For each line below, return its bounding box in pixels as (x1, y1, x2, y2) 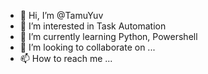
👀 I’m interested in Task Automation (19, 20, 167, 32)
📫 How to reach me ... (19, 53, 113, 64)
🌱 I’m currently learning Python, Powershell (19, 31, 198, 42)
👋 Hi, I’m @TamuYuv (19, 10, 104, 21)
